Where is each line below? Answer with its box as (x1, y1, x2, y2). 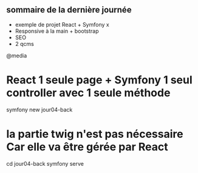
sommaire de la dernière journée (6, 5, 132, 15)
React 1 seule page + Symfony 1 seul (6, 73, 193, 86)
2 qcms (15, 40, 35, 47)
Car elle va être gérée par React (6, 140, 168, 154)
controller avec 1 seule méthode (6, 86, 171, 99)
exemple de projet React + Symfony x (15, 21, 109, 28)
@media (6, 51, 27, 59)
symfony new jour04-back (6, 106, 73, 113)
